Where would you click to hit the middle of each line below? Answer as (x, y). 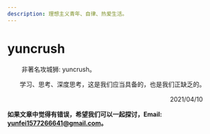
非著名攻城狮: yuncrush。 (58, 69)
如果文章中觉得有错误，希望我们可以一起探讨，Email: (85, 114)
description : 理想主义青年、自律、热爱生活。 (68, 14)
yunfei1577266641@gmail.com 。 (57, 123)
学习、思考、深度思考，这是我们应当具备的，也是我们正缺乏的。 (111, 84)
